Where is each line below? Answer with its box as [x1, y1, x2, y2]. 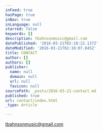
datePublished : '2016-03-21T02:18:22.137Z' [5, 41, 99, 46]
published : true [5, 93, 40, 98]
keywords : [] [5, 31, 33, 36]
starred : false [5, 27, 38, 32]
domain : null [10, 74, 38, 79]
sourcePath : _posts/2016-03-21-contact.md [5, 88, 96, 94]
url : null [10, 79, 30, 84]
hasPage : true [5, 12, 36, 17]
